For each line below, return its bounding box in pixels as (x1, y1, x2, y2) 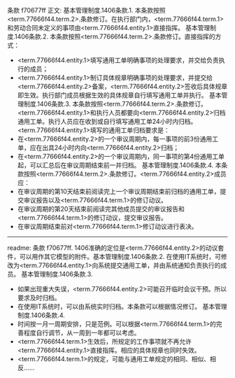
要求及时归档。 (17, 293, 61, 302)
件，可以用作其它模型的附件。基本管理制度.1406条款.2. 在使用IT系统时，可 (7, 253, 222, 260)
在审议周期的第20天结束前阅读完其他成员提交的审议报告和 (17, 205, 185, 213)
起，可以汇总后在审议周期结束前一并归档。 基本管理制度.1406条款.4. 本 (17, 161, 222, 169)
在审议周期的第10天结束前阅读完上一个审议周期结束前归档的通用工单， (17, 188, 220, 195)
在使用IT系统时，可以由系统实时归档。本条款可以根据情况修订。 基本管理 (17, 302, 227, 310)
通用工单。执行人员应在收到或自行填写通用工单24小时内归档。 (17, 118, 197, 125)
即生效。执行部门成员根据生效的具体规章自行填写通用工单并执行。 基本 (17, 91, 222, 99)
